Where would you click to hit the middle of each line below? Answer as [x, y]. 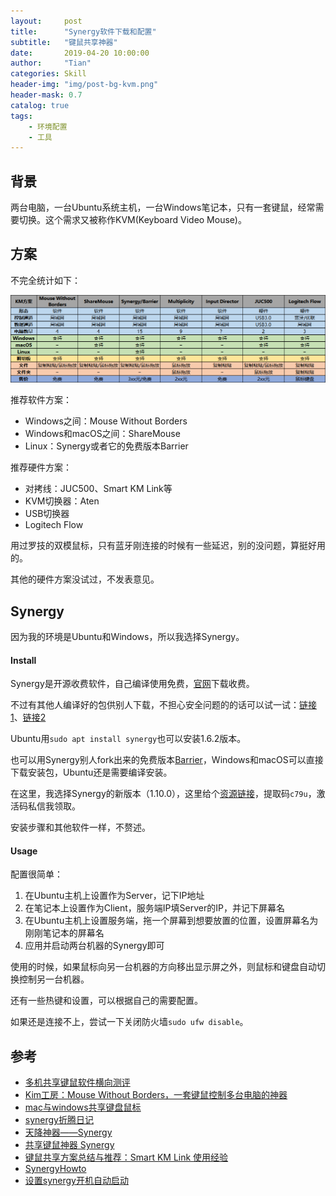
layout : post [46, 21]
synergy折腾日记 [59, 1120]
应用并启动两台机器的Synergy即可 [94, 946]
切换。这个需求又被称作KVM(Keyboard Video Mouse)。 [132, 220]
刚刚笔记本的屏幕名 [64, 933]
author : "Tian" [51, 63]
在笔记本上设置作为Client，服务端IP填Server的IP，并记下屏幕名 [154, 908]
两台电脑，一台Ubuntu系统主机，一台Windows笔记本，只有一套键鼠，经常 [163, 207]
